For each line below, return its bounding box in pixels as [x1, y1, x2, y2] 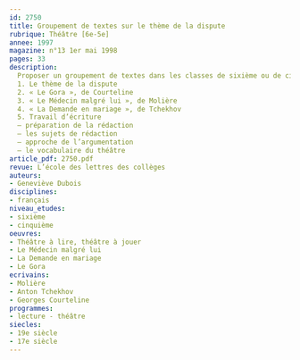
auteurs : [9, 171, 42, 180]
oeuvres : [9, 229, 42, 238]
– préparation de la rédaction [17, 121, 134, 130]
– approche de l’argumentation [17, 138, 134, 147]
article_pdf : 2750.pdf [9, 154, 94, 163]
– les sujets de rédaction [17, 130, 118, 138]
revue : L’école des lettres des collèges [9, 163, 166, 172]
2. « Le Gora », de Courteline [17, 88, 134, 96]
